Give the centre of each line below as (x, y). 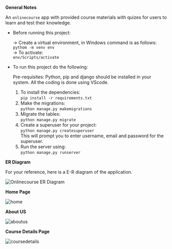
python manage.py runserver (50, 153)
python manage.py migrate (48, 120)
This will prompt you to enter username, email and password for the (92, 136)
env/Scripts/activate (36, 57)
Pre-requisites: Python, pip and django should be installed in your (82, 77)
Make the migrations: (43, 103)
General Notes (21, 7)
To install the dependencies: (50, 92)
